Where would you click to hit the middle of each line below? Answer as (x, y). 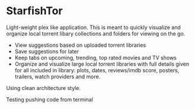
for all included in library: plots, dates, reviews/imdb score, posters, (97, 70)
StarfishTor (35, 11)
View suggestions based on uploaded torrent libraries (80, 45)
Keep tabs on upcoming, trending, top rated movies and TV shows (95, 57)
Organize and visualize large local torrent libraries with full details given (102, 64)
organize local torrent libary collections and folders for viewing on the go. (96, 33)
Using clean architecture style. (44, 88)
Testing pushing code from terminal (50, 100)
